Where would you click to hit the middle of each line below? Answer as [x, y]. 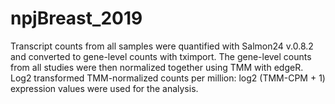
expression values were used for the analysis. [104, 88]
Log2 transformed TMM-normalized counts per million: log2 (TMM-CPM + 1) [168, 78]
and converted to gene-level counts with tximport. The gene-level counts [161, 56]
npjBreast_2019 [76, 18]
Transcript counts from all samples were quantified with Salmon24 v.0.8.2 [162, 46]
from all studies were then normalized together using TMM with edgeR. [157, 67]
